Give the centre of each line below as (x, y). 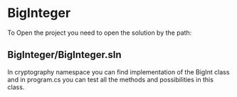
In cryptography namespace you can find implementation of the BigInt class (118, 72)
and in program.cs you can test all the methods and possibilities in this (110, 79)
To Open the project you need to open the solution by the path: (100, 33)
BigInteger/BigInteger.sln (65, 55)
